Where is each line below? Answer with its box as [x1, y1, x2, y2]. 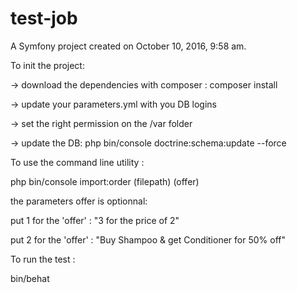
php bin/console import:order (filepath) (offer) [10, 175, 200, 187]
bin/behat [10, 272, 50, 284]
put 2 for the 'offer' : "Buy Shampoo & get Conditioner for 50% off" [10, 233, 286, 246]
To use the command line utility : [10, 156, 145, 168]
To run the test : [10, 253, 76, 265]
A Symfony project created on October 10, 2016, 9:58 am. [10, 40, 247, 52]
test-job [10, 7, 78, 30]
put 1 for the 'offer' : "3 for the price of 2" [10, 214, 180, 226]
